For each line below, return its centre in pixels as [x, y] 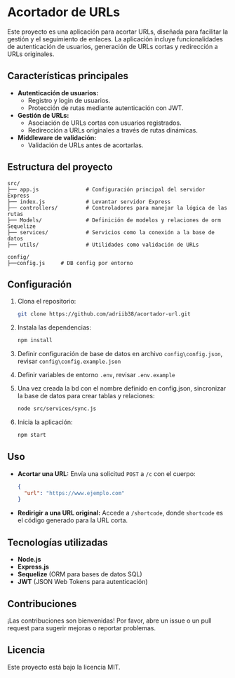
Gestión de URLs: [43, 115]
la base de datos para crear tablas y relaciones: [86, 396]
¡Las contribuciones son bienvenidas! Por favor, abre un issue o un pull [109, 621]
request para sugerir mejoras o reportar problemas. [82, 628]
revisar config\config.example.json [69, 361]
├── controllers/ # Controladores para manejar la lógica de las [117, 208]
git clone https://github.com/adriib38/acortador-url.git [104, 314]
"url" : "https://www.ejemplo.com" [74, 493]
